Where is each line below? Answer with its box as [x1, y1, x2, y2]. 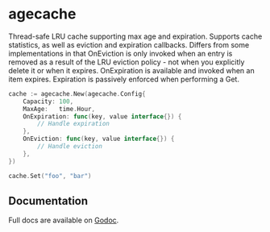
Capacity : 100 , [23, 97, 74, 106]
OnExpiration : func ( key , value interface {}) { [23, 112, 182, 121]
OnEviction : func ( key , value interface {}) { [23, 135, 175, 143]
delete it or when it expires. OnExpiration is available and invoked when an [8, 65, 255, 75]
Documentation [8, 194, 89, 208]
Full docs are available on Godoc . [8, 215, 119, 226]
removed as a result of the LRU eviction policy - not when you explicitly [8, 57, 245, 67]
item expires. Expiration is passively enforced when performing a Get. [8, 74, 240, 84]
